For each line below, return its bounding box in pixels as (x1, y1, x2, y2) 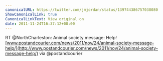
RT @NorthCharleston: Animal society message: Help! (5, 35, 117, 41)
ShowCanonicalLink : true (5, 12, 57, 17)
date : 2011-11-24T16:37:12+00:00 (5, 21, 75, 26)
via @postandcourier (39, 51, 83, 57)
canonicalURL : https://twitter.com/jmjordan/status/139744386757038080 (5, 7, 158, 12)
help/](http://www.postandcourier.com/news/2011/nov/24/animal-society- (5, 45, 158, 51)
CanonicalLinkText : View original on (5, 16, 84, 21)
